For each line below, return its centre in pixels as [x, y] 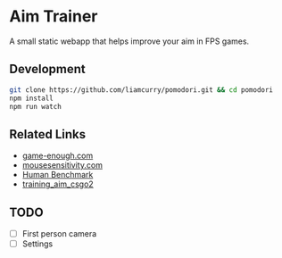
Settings [37, 244]
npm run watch [36, 106]
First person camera [59, 233]
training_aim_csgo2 [58, 184]
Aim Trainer [54, 17]
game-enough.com [58, 156]
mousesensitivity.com [62, 165]
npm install [31, 98]
